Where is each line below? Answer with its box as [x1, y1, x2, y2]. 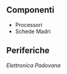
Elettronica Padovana [6, 61, 61, 69]
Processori [15, 21, 43, 28]
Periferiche [6, 45, 50, 56]
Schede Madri [15, 28, 51, 35]
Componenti [6, 5, 55, 15]
